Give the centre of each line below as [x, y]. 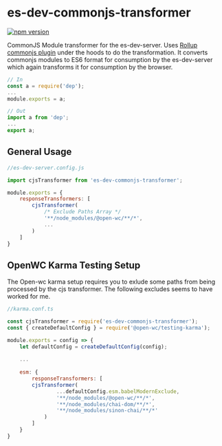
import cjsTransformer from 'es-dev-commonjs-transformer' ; [95, 180]
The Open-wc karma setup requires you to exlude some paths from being [111, 282]
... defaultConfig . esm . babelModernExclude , [118, 391]
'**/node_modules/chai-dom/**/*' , [106, 404]
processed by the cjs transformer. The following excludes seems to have [110, 289]
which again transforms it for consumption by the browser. [90, 67]
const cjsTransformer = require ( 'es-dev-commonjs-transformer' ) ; [102, 321]
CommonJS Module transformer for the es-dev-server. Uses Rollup [102, 45]
